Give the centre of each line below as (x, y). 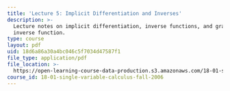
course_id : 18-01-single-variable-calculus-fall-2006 (86, 77)
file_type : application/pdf (47, 58)
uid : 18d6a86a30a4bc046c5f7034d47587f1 (64, 52)
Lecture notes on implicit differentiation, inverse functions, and (113, 26)
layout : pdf (24, 45)
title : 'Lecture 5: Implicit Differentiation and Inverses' (95, 13)
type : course (26, 39)
